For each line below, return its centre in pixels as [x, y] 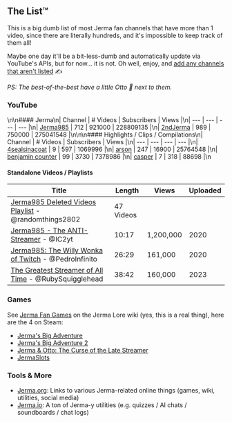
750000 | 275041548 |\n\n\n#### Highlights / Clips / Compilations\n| [105, 135]
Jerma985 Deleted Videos [54, 202]
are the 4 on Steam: [35, 322]
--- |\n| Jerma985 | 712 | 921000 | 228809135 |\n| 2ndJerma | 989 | [115, 128]
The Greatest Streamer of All [57, 270]
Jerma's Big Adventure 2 [52, 343]
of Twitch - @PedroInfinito [54, 259]
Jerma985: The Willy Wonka [57, 250]
